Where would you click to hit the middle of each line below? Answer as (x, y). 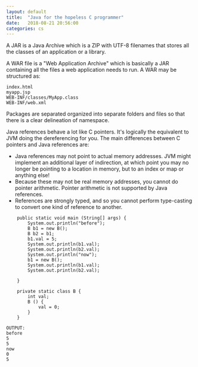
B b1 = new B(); (48, 229)
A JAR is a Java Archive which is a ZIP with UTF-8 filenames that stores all (98, 46)
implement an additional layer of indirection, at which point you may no (102, 163)
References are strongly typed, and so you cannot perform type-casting (103, 201)
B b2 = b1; (41, 234)
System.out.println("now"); (62, 255)
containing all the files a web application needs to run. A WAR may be (92, 70)
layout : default (26, 12)
